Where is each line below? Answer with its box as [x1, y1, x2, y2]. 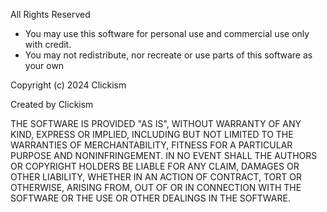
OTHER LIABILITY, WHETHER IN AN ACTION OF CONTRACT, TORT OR [10, 171, 302, 183]
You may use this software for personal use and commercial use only [24, 28, 310, 39]
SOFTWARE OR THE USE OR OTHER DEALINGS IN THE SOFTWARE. [10, 192, 291, 204]
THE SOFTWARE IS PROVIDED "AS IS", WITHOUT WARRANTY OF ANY [10, 118, 302, 129]
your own [24, 60, 65, 71]
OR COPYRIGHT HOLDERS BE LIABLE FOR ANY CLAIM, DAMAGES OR [10, 160, 300, 172]
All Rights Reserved [10, 9, 91, 20]
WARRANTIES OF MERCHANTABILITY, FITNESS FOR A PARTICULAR [10, 139, 293, 151]
